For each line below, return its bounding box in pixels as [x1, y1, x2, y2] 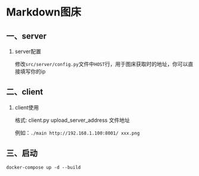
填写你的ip [20, 68, 46, 75]
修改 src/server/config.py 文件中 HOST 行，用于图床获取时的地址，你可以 [14, 61, 188, 67]
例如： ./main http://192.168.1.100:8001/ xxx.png [14, 129, 140, 136]
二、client [6, 87, 43, 97]
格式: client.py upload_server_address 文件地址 [14, 117, 130, 124]
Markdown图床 [6, 5, 81, 19]
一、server [6, 31, 47, 41]
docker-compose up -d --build [6, 164, 81, 170]
